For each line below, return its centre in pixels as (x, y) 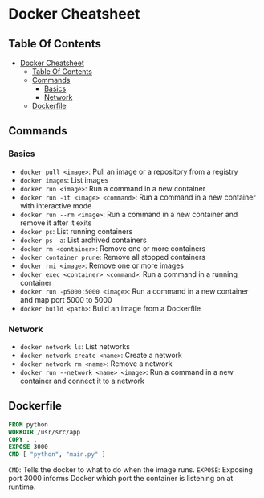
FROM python (28, 424)
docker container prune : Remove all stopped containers (113, 257)
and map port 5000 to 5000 (66, 299)
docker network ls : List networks (75, 346)
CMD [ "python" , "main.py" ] (57, 455)
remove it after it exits (56, 223)
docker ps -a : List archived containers (83, 240)
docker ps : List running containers (76, 231)
